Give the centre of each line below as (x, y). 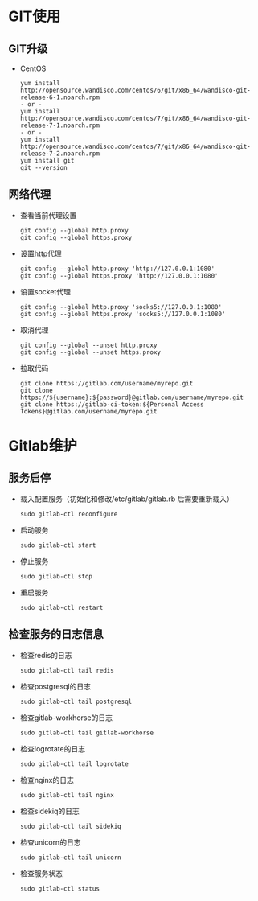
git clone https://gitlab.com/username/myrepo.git (106, 383)
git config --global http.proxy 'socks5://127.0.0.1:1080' (121, 307)
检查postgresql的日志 (55, 686)
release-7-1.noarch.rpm (60, 125)
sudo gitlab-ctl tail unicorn (71, 858)
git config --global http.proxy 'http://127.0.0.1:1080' (117, 269)
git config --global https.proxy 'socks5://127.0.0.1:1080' (123, 314)
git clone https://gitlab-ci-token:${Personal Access (112, 404)
